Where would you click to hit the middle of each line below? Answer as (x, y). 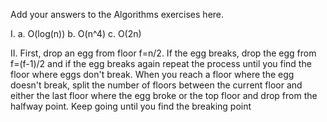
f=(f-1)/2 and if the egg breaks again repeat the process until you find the (161, 63)
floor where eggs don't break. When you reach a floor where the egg (152, 74)
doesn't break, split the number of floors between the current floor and (156, 85)
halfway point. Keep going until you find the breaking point (131, 106)
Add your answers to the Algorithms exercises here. (117, 14)
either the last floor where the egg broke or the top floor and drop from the (164, 95)
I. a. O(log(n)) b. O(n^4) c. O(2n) (76, 33)
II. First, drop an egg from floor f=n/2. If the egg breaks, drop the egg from (163, 53)
